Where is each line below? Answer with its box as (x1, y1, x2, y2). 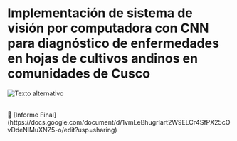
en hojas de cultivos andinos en (7, 51, 198, 67)
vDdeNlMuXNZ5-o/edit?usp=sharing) (7, 125, 117, 134)
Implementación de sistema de (7, 5, 194, 21)
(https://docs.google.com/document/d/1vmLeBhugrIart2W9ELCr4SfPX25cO (7, 117, 231, 126)
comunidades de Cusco (7, 66, 151, 82)
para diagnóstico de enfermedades (7, 36, 219, 51)
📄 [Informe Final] (7, 110, 57, 119)
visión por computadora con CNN (7, 20, 209, 36)
